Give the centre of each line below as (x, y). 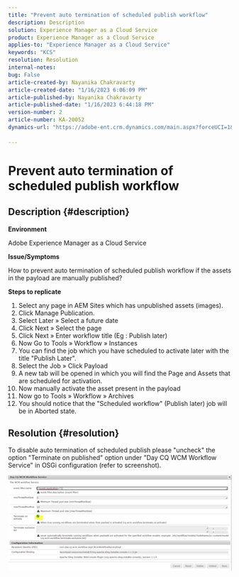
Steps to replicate (35, 292)
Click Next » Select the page (60, 328)
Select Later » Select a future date (68, 320)
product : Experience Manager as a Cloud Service (81, 38)
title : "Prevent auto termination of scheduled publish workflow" (108, 15)
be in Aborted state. (47, 411)
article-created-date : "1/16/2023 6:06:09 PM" (78, 90)
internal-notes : (32, 67)
